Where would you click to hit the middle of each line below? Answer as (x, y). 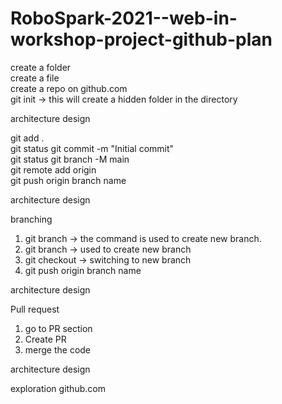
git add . (27, 138)
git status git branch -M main (70, 159)
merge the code (58, 349)
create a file (35, 78)
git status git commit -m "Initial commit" (92, 148)
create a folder (41, 67)
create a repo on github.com (69, 88)
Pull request (35, 309)
